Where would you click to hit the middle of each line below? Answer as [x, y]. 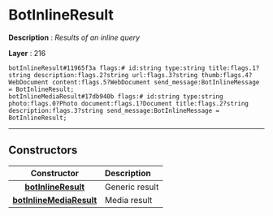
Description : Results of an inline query [74, 37]
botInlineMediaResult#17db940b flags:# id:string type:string [116, 96]
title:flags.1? [234, 68]
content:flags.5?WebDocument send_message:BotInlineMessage [156, 82]
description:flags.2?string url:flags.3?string [116, 75]
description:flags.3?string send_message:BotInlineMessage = [114, 110]
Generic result [132, 187]
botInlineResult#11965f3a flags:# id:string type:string [107, 68]
